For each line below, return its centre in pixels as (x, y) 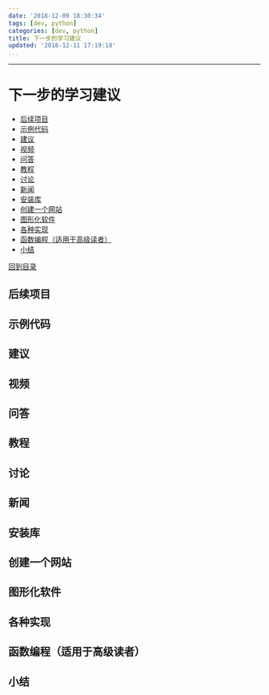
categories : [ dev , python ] (53, 30)
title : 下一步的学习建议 (45, 38)
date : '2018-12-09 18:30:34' (57, 16)
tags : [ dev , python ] (43, 23)
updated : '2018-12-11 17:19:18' (62, 46)
